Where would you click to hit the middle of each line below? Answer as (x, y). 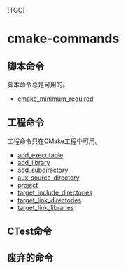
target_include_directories (55, 192)
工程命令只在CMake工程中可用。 (54, 141)
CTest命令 (30, 232)
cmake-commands (63, 39)
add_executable (40, 155)
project (28, 185)
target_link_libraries (45, 207)
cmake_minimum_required (55, 99)
